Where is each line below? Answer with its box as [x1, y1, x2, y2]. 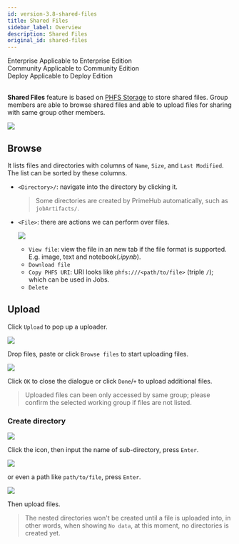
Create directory [7, 416, 66, 426]
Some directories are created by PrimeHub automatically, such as [35, 196, 228, 205]
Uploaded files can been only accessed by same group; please [24, 390, 210, 399]
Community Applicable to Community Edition [7, 64, 139, 73]
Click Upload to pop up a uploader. [7, 322, 108, 331]
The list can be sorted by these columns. [7, 168, 128, 177]
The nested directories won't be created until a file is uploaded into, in [24, 514, 231, 523]
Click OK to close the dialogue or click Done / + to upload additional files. [7, 376, 213, 385]
